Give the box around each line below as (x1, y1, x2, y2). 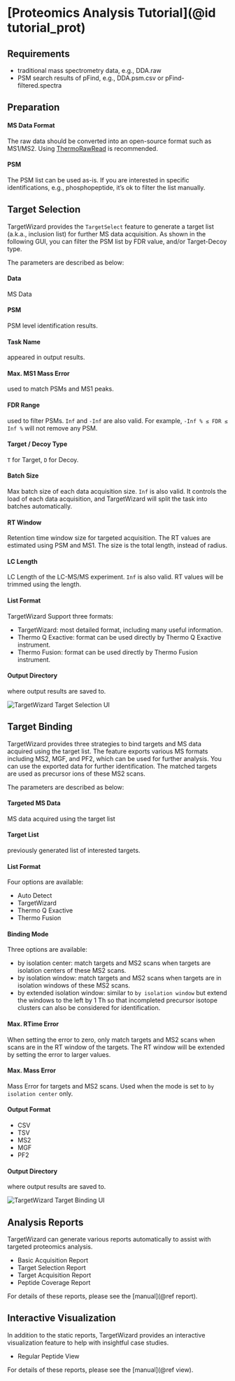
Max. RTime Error (7, 1020, 59, 1028)
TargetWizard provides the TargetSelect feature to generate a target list (7, 222, 215, 231)
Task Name (7, 337, 41, 346)
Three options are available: (7, 945, 87, 954)
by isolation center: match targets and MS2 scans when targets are (17, 959, 211, 967)
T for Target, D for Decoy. (7, 455, 79, 464)
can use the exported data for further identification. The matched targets (7, 762, 218, 770)
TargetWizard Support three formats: (7, 612, 114, 620)
